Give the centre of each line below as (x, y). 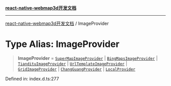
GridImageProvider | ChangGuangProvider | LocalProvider (77, 69)
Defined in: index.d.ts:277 (32, 78)
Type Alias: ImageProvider (62, 44)
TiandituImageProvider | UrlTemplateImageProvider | (73, 63)
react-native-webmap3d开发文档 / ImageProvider (57, 23)
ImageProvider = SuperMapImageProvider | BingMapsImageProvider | (88, 58)
